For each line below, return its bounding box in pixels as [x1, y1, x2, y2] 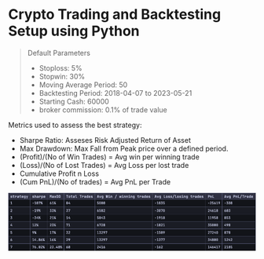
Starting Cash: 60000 [38, 97, 110, 106]
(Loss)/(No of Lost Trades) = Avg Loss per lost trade [19, 160, 189, 170]
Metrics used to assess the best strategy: [8, 120, 142, 129]
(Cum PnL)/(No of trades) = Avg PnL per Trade [19, 177, 171, 186]
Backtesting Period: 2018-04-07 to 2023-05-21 [38, 88, 192, 97]
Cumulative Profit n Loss [19, 169, 100, 178]
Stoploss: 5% [38, 63, 82, 72]
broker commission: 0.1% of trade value [38, 104, 167, 115]
